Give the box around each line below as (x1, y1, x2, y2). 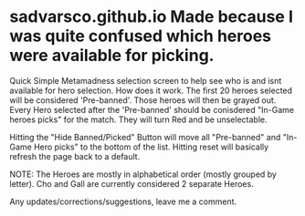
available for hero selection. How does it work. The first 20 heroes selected (9, 85, 293, 96)
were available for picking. (9, 46, 215, 66)
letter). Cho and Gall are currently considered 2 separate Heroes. (9, 178, 254, 189)
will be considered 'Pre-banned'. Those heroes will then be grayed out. (9, 94, 277, 106)
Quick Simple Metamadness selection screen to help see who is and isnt (9, 75, 282, 86)
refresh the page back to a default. (9, 150, 141, 161)
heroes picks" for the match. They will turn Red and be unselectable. (9, 114, 268, 125)
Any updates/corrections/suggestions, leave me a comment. (9, 196, 237, 207)
